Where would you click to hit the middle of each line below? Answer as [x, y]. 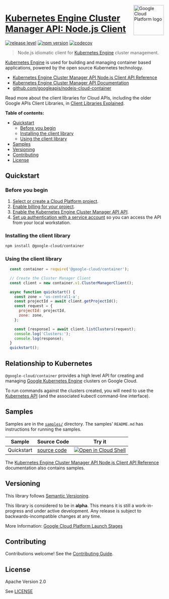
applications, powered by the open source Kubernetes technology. [74, 67]
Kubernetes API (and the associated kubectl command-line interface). [77, 396]
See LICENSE [19, 591]
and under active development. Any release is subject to [83, 511]
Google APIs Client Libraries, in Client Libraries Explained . [65, 103]
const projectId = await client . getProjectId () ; [66, 302]
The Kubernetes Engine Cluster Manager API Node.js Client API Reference [82, 462]
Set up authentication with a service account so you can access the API [87, 217]
